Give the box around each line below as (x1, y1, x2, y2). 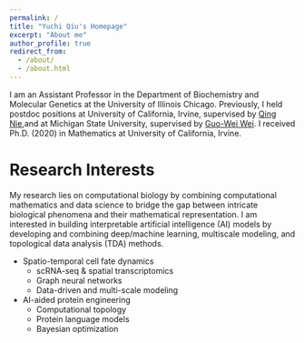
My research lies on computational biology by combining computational (9, 189, 277, 200)
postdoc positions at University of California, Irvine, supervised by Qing (9, 108, 277, 119)
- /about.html (17, 65, 71, 74)
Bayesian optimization (35, 323, 119, 334)
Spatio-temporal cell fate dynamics (22, 256, 154, 267)
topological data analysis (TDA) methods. (9, 237, 164, 248)
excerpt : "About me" (9, 30, 88, 39)
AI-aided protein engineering (22, 294, 132, 305)
